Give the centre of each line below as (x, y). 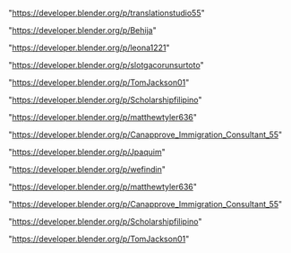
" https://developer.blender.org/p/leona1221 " (89, 48)
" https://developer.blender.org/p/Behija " (83, 30)
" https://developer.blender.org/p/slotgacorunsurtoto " (106, 65)
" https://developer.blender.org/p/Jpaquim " (87, 152)
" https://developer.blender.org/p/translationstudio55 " (107, 13)
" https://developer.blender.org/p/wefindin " (87, 169)
